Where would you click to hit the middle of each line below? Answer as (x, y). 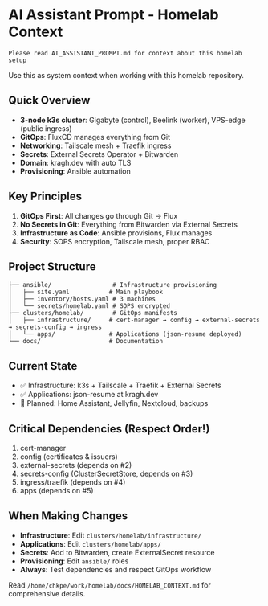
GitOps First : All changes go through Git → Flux (99, 215)
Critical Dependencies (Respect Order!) (109, 429)
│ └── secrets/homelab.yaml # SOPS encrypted (89, 306)
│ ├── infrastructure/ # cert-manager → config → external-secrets (134, 320)
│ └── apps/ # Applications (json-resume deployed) (125, 334)
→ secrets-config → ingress (55, 327)
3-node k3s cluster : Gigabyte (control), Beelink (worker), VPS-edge (133, 120)
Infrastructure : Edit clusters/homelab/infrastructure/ (111, 535)
